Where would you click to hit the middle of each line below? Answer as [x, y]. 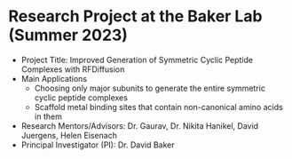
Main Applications [54, 78]
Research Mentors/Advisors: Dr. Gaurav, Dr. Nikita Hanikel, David [140, 125]
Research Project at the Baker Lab [135, 16]
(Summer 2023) [68, 35]
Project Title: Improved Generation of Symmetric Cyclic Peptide [137, 60]
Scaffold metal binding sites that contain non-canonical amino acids [158, 107]
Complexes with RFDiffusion [73, 69]
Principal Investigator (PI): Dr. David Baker [98, 145]
